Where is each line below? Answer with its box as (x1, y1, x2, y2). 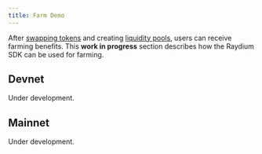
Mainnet (8, 115, 49, 130)
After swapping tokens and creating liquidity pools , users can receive (8, 33, 232, 42)
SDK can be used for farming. (8, 49, 104, 59)
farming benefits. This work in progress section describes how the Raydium (8, 41, 255, 51)
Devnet (8, 72, 45, 86)
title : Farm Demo (8, 11, 65, 20)
